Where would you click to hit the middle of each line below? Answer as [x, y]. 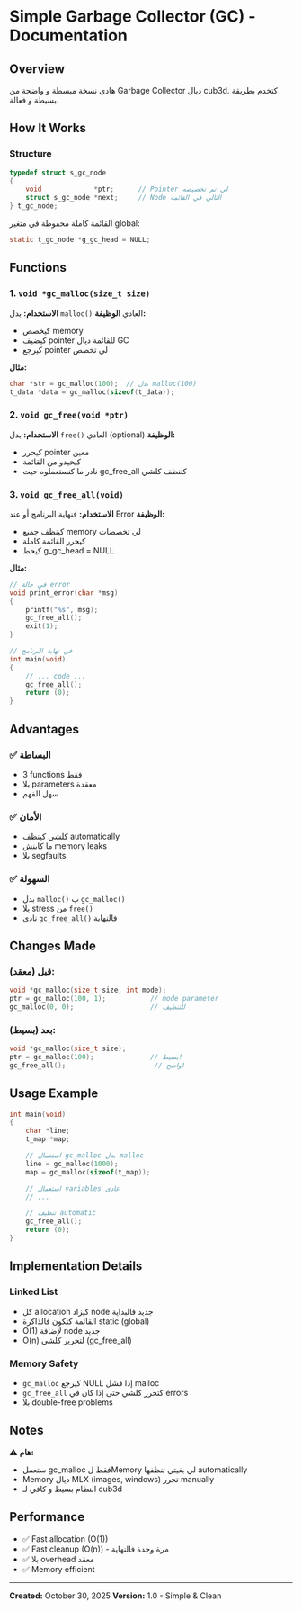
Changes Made [53, 945]
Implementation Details [76, 1266]
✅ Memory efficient [59, 1569]
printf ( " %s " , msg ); [62, 609]
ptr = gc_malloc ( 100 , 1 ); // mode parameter [114, 999]
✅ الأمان [26, 816]
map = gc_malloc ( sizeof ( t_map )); [88, 1172]
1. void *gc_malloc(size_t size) [80, 293]
